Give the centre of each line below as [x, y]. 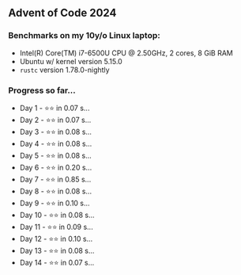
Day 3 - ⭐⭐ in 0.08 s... [56, 132]
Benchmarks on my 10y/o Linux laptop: [84, 36]
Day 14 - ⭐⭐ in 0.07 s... [57, 262]
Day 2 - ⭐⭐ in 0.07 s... [55, 120]
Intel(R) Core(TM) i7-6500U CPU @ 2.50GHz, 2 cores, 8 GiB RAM [126, 53]
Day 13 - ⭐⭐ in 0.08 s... [57, 250]
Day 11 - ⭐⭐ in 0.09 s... [56, 227]
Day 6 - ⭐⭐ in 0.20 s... [56, 167]
